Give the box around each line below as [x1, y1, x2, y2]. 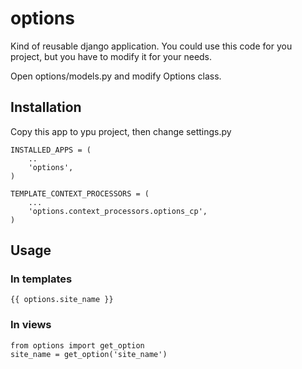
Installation [10, 99, 82, 116]
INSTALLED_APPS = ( [10, 145, 92, 155]
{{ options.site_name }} [10, 295, 114, 305]
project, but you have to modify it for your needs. [10, 50, 213, 62]
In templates [10, 272, 73, 286]
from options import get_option [10, 340, 145, 351]
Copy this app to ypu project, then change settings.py [10, 125, 232, 137]
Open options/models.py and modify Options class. [10, 70, 222, 82]
